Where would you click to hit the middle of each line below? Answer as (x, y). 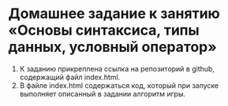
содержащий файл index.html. (70, 77)
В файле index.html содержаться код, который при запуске (119, 85)
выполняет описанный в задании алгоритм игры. (103, 93)
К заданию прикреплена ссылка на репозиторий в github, (117, 68)
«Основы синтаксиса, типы (104, 30)
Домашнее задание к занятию (114, 14)
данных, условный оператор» (112, 47)
